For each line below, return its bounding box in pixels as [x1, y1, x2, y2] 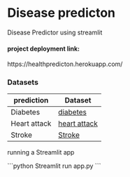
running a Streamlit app [7, 148, 75, 157]
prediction [13, 96, 49, 105]
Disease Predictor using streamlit [7, 28, 103, 37]
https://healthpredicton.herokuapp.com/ [7, 60, 123, 68]
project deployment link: [7, 44, 80, 53]
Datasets [7, 77, 38, 87]
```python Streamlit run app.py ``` [7, 162, 101, 170]
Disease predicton [7, 5, 116, 21]
